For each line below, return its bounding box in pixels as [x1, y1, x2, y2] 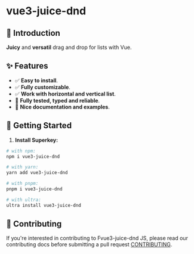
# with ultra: [6, 197, 42, 203]
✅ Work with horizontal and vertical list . [14, 90, 116, 97]
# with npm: [6, 148, 36, 154]
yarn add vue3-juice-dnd [6, 170, 68, 176]
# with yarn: [6, 164, 39, 171]
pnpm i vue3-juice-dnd [6, 186, 63, 192]
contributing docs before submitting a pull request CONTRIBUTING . [6, 241, 173, 248]
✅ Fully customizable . [14, 83, 70, 91]
